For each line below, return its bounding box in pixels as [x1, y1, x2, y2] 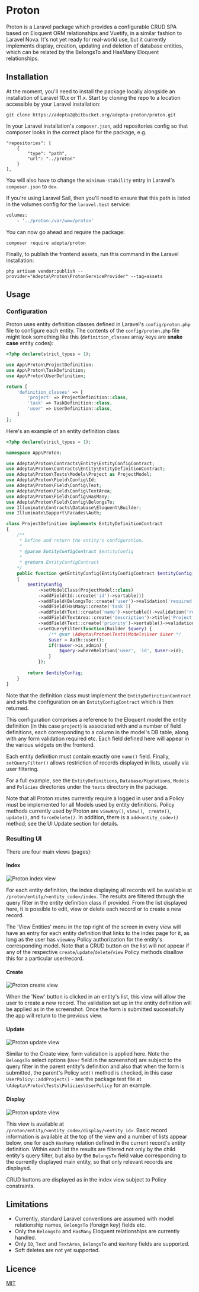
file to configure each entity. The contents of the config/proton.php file [6, 327, 179, 334]
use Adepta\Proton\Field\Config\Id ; [6, 477, 97, 483]
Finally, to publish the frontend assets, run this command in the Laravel [6, 250, 179, 257]
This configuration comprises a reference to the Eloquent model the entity [6, 716, 187, 723]
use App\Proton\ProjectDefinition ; [6, 362, 94, 368]
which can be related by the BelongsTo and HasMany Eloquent [6, 48, 159, 55]
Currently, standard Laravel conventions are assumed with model [14, 1215, 174, 1222]
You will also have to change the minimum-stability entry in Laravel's [6, 176, 175, 184]
